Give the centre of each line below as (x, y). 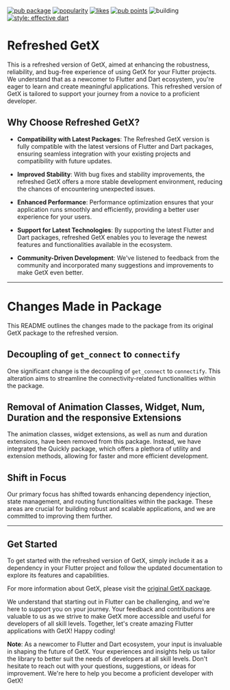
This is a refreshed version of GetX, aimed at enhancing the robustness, (108, 64)
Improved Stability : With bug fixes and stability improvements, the (111, 174)
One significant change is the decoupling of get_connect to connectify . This (114, 371)
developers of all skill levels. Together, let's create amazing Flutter (100, 623)
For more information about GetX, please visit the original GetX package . (110, 588)
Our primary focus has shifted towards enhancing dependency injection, (109, 495)
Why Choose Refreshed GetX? (74, 122)
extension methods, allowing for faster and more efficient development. (108, 456)
